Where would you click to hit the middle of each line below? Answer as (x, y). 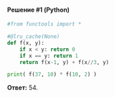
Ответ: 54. (23, 88)
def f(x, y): (26, 43)
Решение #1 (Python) (39, 10)
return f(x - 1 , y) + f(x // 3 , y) (64, 62)
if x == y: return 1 (49, 56)
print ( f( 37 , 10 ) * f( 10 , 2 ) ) (52, 75)
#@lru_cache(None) (33, 37)
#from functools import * (44, 24)
